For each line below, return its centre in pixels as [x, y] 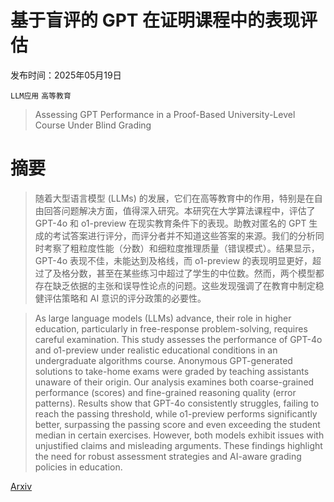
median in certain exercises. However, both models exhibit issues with [179, 435]
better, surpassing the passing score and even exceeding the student [177, 424]
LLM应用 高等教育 [41, 96]
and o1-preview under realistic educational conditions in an [156, 350]
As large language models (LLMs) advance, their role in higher [163, 318]
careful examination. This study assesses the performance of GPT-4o [178, 339]
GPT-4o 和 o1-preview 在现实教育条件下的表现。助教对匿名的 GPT [170, 223]
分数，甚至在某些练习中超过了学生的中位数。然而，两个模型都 [197, 273]
